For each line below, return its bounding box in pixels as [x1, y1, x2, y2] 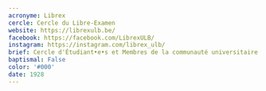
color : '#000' [8, 63, 56, 71]
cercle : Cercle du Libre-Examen [8, 19, 115, 27]
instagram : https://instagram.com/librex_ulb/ [8, 41, 166, 49]
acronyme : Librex [8, 11, 66, 20]
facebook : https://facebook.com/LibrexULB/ [8, 33, 155, 42]
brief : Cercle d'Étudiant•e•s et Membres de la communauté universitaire [8, 48, 259, 56]
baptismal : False [8, 56, 66, 64]
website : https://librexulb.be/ [8, 26, 115, 34]
